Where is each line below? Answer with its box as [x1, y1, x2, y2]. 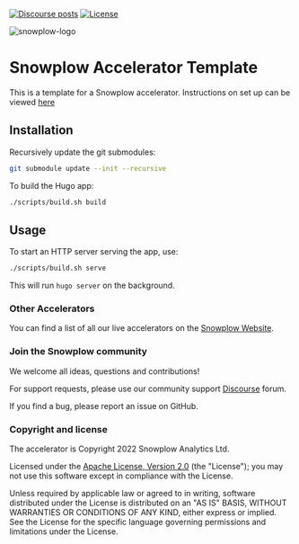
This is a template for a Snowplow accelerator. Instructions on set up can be [9, 86, 291, 98]
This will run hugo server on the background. [9, 280, 175, 291]
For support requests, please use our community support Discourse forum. [9, 383, 287, 394]
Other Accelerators [9, 302, 95, 315]
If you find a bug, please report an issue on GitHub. [9, 400, 199, 411]
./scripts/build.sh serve [9, 263, 106, 273]
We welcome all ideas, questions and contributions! [9, 365, 200, 377]
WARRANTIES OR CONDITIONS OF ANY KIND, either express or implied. [9, 507, 277, 518]
